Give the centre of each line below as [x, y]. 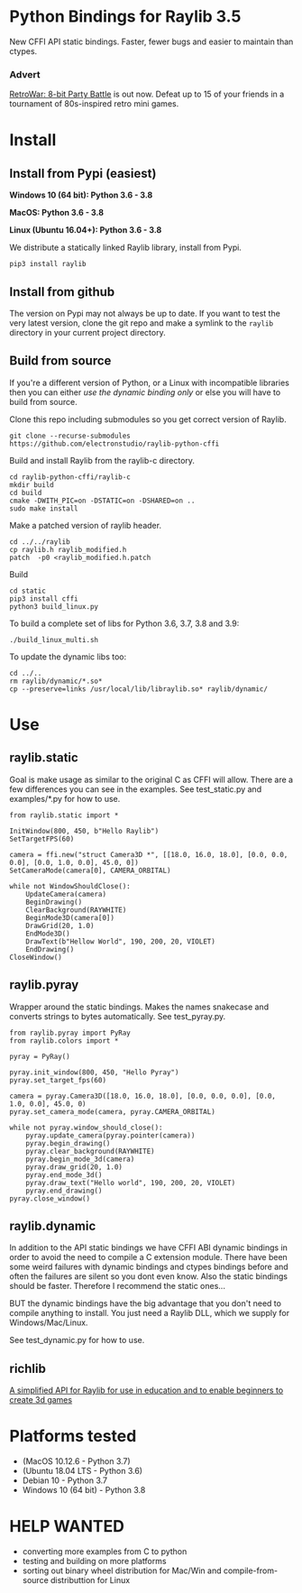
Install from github [62, 292]
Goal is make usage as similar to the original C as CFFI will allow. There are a [151, 779]
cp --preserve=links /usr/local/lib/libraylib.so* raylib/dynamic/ [139, 689]
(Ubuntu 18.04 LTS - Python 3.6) [82, 1471]
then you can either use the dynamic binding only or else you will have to [145, 392]
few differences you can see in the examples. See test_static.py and [136, 789]
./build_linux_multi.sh [54, 640]
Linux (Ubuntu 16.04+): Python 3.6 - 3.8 [86, 230]
